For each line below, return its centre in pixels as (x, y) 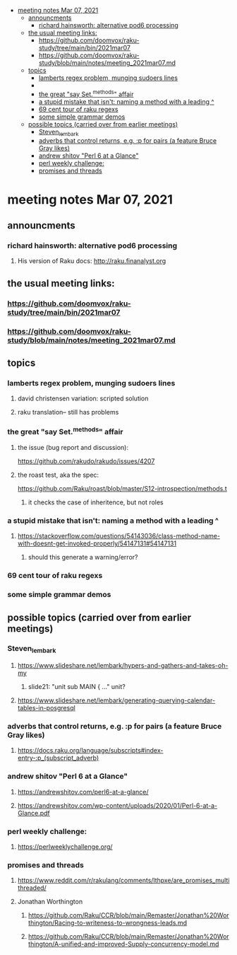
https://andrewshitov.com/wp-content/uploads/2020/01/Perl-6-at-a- (117, 805)
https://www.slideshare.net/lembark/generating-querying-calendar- (116, 700)
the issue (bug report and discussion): (73, 447)
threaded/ (32, 888)
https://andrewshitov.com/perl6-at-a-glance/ (83, 792)
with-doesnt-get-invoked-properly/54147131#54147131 (97, 543)
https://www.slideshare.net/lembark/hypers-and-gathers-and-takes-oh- (123, 666)
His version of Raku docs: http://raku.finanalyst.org (92, 261)
